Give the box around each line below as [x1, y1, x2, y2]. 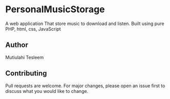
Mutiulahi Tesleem [5, 54, 44, 60]
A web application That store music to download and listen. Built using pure [5, 20, 165, 27]
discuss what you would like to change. [5, 88, 89, 94]
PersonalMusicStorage [5, 4, 105, 15]
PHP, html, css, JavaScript [5, 26, 61, 32]
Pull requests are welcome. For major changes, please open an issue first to [5, 83, 165, 89]
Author [5, 41, 28, 49]
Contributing [5, 69, 47, 78]
